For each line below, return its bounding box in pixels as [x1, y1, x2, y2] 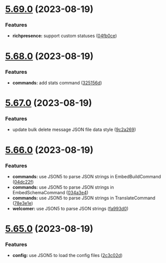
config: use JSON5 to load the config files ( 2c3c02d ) [12, 252, 123, 258]
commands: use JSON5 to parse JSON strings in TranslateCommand [12, 195, 156, 201]
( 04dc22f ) [12, 179, 34, 185]
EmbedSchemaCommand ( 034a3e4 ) [12, 189, 88, 195]
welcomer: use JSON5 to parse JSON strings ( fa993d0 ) [12, 205, 128, 211]
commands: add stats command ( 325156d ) [12, 79, 102, 86]
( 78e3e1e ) [12, 200, 33, 206]
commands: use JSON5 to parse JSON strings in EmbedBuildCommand [12, 173, 161, 179]
